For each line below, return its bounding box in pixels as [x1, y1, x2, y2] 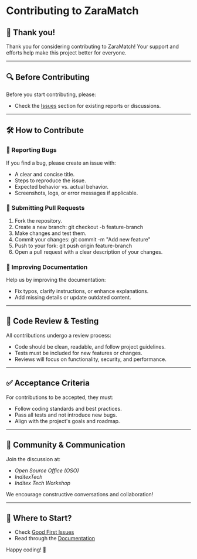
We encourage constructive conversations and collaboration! [6, 490, 154, 497]
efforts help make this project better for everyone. [6, 49, 127, 56]
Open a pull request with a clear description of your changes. [14, 248, 163, 255]
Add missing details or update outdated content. [14, 294, 131, 301]
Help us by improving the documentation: [6, 277, 106, 284]
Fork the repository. [14, 217, 63, 224]
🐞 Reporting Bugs [6, 146, 57, 154]
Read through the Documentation [14, 535, 96, 542]
